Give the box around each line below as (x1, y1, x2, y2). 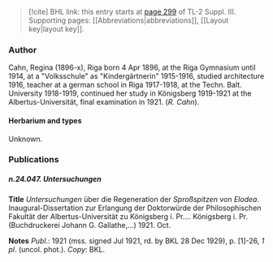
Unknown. (8, 134, 43, 144)
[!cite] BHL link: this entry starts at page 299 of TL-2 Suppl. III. (28, 7, 236, 16)
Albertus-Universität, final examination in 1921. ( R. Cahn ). (8, 97, 200, 107)
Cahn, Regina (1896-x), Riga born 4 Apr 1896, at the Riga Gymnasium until (8, 62, 256, 72)
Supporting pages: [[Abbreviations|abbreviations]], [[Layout (28, 15, 229, 25)
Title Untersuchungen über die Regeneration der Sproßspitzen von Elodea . (8, 195, 260, 204)
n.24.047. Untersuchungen (8, 174, 102, 184)
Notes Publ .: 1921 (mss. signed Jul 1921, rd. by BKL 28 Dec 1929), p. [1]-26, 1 (8, 236, 265, 246)
